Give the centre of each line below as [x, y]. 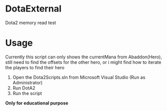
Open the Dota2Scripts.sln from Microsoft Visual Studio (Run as [79, 77]
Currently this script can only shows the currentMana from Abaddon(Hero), [84, 57]
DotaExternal [33, 9]
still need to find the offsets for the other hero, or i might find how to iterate [83, 62]
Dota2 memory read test [31, 23]
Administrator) [28, 82]
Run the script [27, 93]
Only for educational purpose [37, 103]
